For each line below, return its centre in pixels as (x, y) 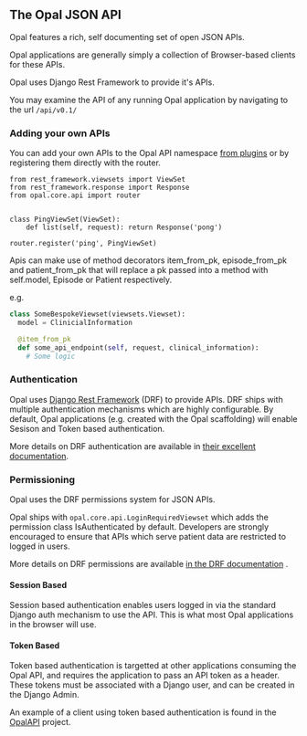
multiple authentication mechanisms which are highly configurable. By (142, 409)
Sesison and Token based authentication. (87, 428)
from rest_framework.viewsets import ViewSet (97, 180)
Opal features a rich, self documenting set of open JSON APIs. (127, 37)
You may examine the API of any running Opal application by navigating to (149, 100)
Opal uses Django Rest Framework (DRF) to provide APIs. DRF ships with (146, 399)
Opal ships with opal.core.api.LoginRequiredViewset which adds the (139, 517)
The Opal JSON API (65, 15)
